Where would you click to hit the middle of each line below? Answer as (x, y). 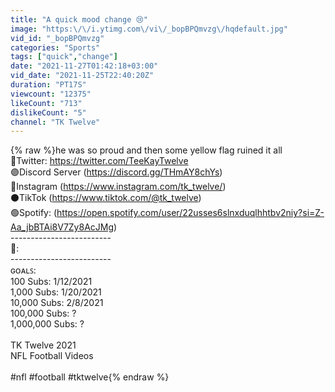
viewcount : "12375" (51, 94)
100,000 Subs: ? (43, 313)
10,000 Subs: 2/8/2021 (57, 303)
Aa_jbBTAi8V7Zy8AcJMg (62, 227)
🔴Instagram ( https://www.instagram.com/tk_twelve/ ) (118, 187)
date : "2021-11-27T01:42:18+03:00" (84, 66)
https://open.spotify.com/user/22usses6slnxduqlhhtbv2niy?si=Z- (190, 213)
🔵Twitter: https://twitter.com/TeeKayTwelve (99, 161)
